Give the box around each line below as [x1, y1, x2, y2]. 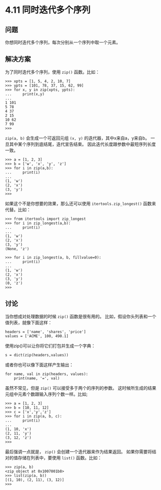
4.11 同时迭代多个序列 [5, 4, 91, 16]
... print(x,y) [5, 92, 45, 96]
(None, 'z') [5, 246, 29, 251]
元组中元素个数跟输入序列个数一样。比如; [5, 391, 88, 397]
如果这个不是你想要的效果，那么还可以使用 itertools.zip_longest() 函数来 [5, 200, 156, 206]
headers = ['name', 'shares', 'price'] [5, 329, 86, 334]
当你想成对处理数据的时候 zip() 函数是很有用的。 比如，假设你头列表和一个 [5, 313, 157, 319]
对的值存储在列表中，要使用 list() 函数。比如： [5, 455, 102, 461]
